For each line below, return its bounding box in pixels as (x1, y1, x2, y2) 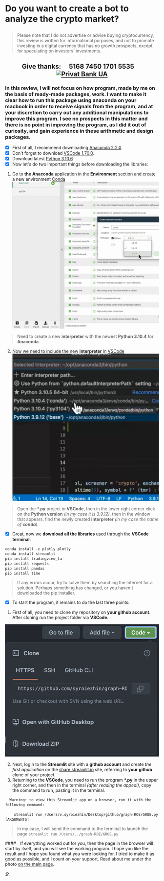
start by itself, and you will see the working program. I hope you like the (5, 846, 149, 852)
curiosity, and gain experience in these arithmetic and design (5, 127, 154, 134)
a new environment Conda (12, 176, 65, 182)
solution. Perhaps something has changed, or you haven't (17, 585, 133, 591)
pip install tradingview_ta (5, 556, 62, 561)
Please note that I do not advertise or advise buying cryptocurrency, (17, 32, 154, 38)
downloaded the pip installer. (17, 590, 76, 595)
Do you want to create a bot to (5, 3, 129, 14)
